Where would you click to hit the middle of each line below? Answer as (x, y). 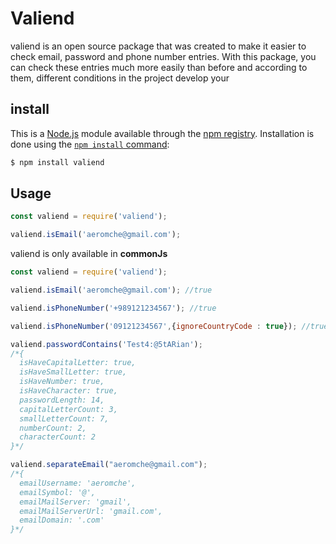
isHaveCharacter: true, (68, 391)
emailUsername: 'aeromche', (78, 483)
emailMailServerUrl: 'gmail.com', (91, 511)
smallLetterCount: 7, (64, 418)
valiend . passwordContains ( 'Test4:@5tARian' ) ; (106, 344)
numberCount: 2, (53, 428)
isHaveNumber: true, (62, 382)
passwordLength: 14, (62, 400)
